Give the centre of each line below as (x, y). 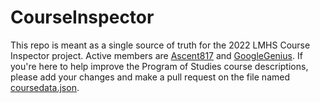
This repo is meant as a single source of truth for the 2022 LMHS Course (160, 45)
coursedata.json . (45, 87)
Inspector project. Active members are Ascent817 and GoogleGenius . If (156, 55)
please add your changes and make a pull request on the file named (150, 77)
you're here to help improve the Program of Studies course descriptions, (159, 66)
